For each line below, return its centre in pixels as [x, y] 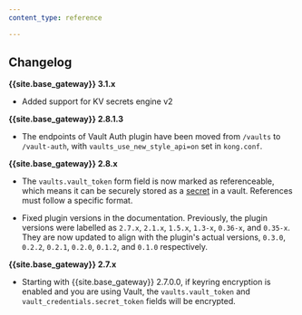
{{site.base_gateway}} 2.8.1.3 [66, 119]
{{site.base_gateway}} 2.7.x [63, 264]
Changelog [40, 63]
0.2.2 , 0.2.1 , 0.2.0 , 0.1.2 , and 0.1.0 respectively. [115, 247]
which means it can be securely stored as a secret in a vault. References [157, 191]
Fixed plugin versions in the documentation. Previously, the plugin [145, 218]
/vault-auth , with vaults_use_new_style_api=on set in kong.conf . [142, 147]
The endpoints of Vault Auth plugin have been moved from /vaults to [151, 137]
